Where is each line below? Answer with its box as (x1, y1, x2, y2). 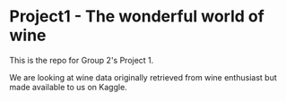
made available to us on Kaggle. (9, 81, 127, 92)
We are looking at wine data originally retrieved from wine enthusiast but (9, 72, 277, 82)
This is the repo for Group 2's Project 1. (9, 55, 154, 65)
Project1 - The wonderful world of (9, 6, 264, 27)
